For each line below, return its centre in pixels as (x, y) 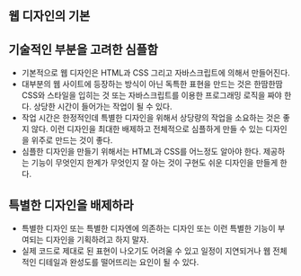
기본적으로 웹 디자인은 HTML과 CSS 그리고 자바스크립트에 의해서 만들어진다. (156, 73)
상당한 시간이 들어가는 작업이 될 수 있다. (103, 107)
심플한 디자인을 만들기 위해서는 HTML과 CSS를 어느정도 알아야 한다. (141, 152)
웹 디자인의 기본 (49, 16)
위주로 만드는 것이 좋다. (72, 140)
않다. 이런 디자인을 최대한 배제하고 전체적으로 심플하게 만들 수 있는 (147, 129)
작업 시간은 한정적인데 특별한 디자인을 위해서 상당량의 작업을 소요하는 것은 (151, 118)
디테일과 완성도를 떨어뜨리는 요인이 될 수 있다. (119, 263)
